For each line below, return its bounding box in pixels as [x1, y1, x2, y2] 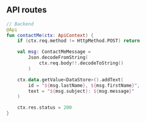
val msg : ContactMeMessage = [17, 49, 91, 55]
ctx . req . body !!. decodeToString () [38, 60, 123, 66]
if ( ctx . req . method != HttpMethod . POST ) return [17, 38, 140, 44]
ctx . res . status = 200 [17, 104, 72, 111]
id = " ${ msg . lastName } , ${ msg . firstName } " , [28, 82, 140, 89]
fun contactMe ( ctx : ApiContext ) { [6, 32, 94, 38]
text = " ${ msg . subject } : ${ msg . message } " [28, 88, 135, 94]
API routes [6, 5, 47, 15]
